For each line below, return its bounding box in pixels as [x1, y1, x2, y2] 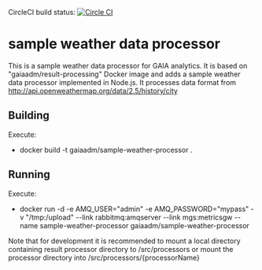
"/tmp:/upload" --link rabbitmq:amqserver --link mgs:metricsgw [25, 213, 233, 222]
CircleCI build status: [8, 8, 76, 17]
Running [8, 168, 51, 181]
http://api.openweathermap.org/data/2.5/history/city [8, 86, 179, 95]
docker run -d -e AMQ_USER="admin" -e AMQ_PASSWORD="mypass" [19, 204, 249, 213]
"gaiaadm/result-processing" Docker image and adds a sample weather [8, 69, 242, 79]
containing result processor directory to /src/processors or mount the [8, 244, 234, 253]
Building [8, 109, 50, 122]
